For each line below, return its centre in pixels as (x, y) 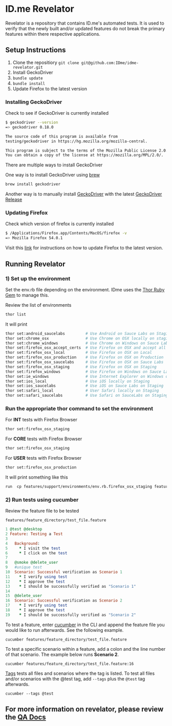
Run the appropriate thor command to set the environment (79, 409)
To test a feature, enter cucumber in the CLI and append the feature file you (85, 625)
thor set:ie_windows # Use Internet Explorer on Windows (84, 376)
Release (14, 200)
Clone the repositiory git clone (46, 62)
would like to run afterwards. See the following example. (64, 630)
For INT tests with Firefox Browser (41, 420)
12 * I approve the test (35, 582)
